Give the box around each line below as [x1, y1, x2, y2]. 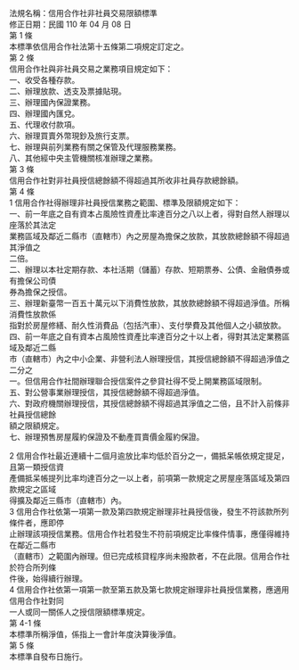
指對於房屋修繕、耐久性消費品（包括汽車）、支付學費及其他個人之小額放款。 [9, 320, 287, 330]
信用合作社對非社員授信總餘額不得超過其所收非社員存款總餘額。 [9, 175, 243, 186]
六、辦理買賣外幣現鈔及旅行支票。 [9, 130, 134, 141]
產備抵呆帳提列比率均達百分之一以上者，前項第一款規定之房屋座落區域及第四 [9, 473, 290, 484]
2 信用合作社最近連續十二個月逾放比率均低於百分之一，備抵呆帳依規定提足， [9, 451, 289, 461]
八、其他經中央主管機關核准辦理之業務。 [9, 153, 158, 163]
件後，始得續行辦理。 [9, 574, 87, 583]
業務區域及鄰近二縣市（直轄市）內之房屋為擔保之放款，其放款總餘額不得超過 [9, 231, 290, 241]
